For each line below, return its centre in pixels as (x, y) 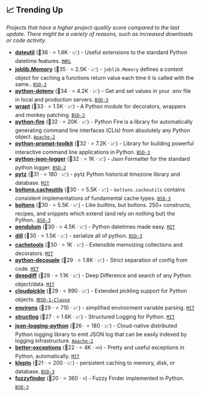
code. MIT (27, 268)
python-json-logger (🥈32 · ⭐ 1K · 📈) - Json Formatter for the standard (102, 158)
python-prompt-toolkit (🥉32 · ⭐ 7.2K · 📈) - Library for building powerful (104, 143)
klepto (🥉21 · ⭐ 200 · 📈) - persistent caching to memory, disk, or (95, 362)
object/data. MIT (35, 284)
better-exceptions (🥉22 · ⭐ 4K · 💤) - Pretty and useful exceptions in (100, 347)
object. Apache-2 (35, 136)
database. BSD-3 (35, 371)
